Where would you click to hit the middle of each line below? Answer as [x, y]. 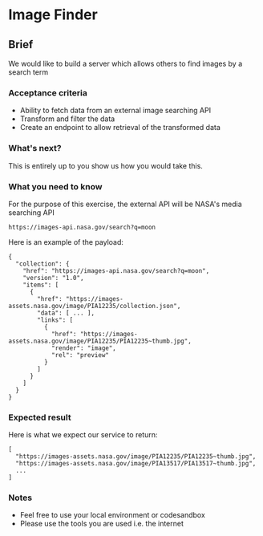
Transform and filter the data [67, 119]
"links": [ [55, 320]
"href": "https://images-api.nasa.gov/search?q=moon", [116, 270]
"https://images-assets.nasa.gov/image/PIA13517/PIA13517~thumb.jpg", [136, 464]
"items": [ [41, 285]
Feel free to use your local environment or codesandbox [113, 515]
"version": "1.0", [53, 278]
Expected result [40, 417]
